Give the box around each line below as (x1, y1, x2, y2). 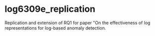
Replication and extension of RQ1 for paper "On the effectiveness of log (4, 20, 151, 26)
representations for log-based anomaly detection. (4, 25, 106, 31)
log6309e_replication (4, 3, 96, 15)
